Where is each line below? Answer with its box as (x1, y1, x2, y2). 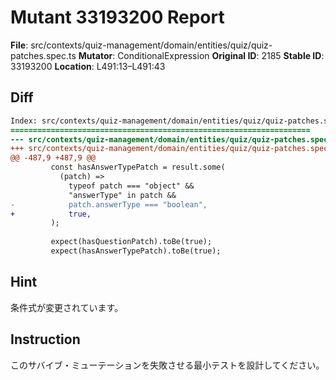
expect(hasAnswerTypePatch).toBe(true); (50, 246, 222, 256)
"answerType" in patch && (68, 190, 177, 200)
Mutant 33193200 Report (10, 6, 225, 29)
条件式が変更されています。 (10, 301, 124, 313)
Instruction (10, 331, 81, 348)
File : (10, 39, 29, 51)
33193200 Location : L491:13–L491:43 (10, 60, 166, 72)
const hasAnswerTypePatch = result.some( (50, 162, 226, 173)
